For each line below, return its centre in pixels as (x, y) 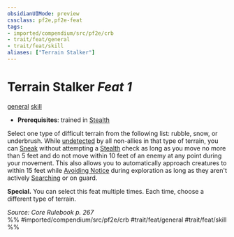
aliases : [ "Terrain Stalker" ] (51, 53)
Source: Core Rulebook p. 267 (51, 212)
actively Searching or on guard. (52, 178)
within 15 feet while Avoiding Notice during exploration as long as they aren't (117, 170)
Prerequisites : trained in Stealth (64, 120)
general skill (24, 106)
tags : (15, 26)
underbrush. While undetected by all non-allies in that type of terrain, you (113, 141)
